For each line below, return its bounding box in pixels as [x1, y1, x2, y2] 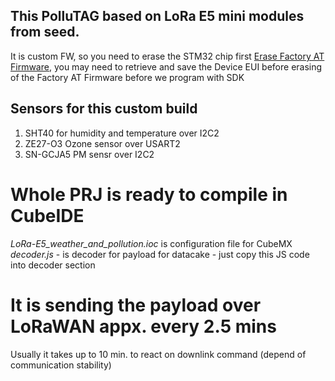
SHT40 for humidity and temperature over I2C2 [24, 127, 220, 139]
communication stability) [10, 359, 112, 371]
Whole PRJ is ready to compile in [10, 183, 288, 206]
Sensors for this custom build [10, 100, 198, 118]
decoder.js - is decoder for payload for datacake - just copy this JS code [10, 248, 310, 260]
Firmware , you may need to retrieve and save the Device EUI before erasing [10, 60, 323, 73]
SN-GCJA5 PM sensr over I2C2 [24, 148, 155, 160]
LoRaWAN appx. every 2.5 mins [10, 315, 277, 338]
